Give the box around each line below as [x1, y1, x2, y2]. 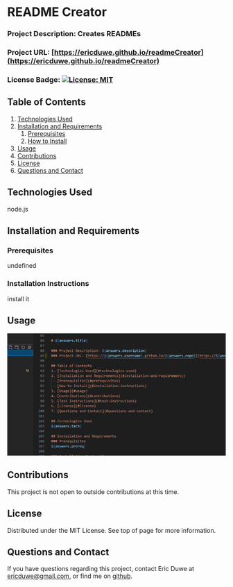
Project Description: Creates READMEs [7, 29, 141, 39]
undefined [7, 262, 37, 270]
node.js [7, 205, 29, 213]
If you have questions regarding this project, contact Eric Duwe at [7, 565, 195, 573]
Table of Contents [7, 96, 87, 108]
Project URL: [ [7, 48, 55, 58]
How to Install [27, 137, 67, 145]
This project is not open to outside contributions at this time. [7, 487, 179, 496]
